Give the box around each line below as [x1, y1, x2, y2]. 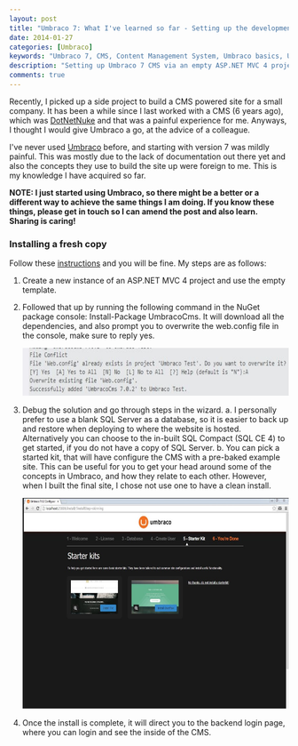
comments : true [9, 71, 66, 80]
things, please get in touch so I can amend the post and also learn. [9, 205, 259, 217]
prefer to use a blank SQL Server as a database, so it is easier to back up [21, 414, 289, 425]
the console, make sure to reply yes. [21, 330, 155, 341]
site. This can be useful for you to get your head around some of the [21, 461, 272, 472]
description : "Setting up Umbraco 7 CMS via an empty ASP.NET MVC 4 [9, 61, 268, 70]
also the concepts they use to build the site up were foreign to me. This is [9, 160, 278, 171]
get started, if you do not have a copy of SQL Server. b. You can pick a [21, 443, 280, 453]
